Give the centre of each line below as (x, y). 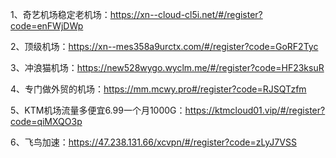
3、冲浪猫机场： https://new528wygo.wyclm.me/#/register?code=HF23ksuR (167, 67)
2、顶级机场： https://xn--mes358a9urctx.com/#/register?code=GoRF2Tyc (164, 46)
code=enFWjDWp (47, 26)
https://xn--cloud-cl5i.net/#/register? (186, 14)
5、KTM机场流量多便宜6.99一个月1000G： (98, 110)
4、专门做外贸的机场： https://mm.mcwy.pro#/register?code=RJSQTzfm (158, 89)
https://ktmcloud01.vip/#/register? (255, 110)
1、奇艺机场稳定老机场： (60, 14)
